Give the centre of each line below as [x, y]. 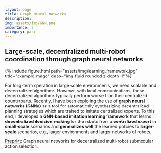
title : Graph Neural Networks [36, 14]
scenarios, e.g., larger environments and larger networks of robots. [84, 132]
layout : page [18, 9]
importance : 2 [19, 28]
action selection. [22, 146]
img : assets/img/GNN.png [30, 23]
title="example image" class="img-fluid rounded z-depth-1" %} [69, 76]
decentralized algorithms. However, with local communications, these [75, 91]
